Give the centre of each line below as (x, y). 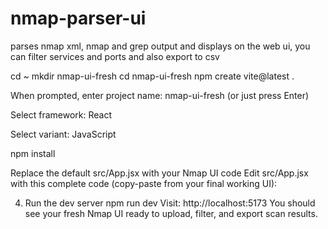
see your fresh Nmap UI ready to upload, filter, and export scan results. (171, 213)
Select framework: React (61, 114)
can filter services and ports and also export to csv (115, 56)
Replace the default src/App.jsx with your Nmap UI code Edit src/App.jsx (159, 173)
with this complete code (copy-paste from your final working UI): (144, 183)
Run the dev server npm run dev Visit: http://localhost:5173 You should (170, 203)
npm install (33, 153)
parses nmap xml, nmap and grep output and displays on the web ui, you (160, 46)
